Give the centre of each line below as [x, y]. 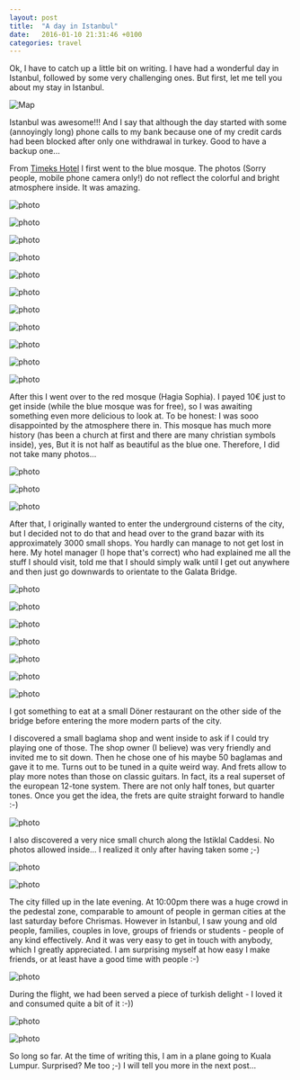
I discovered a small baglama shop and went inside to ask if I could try [139, 738]
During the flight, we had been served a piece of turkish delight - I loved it [146, 994]
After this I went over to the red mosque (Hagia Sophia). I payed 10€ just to [147, 397]
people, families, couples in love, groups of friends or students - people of [147, 931]
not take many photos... [53, 454]
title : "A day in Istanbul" [64, 26]
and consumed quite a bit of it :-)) [72, 1003]
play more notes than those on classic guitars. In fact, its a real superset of [147, 777]
